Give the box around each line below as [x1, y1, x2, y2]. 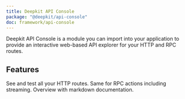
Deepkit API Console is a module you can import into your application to [6, 36, 180, 43]
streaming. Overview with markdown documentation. [6, 86, 134, 93]
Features [6, 65, 39, 75]
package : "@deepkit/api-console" [6, 14, 88, 20]
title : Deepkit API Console [6, 8, 75, 15]
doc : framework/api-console [6, 19, 75, 25]
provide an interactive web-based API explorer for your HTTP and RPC [6, 41, 177, 48]
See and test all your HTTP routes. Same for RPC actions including [6, 80, 167, 87]
